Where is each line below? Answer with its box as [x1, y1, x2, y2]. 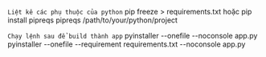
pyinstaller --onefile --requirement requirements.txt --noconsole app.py [7, 39, 246, 49]
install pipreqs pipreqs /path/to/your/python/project [7, 15, 178, 25]
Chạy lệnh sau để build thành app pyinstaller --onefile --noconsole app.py [7, 31, 258, 40]
